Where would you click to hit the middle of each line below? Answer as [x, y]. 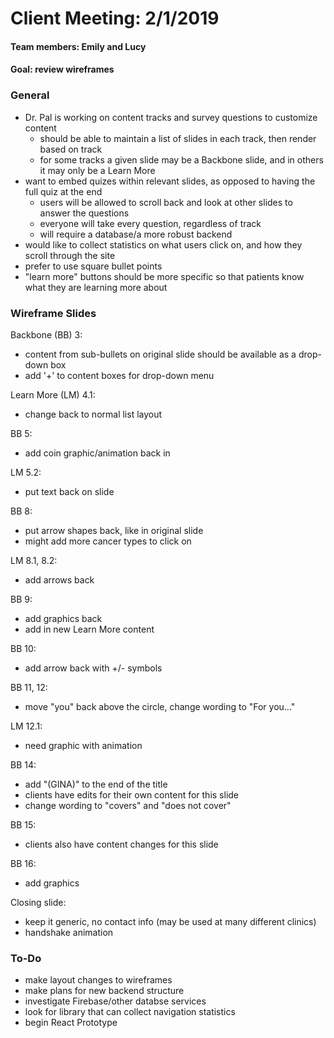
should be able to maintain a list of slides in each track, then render [178, 138]
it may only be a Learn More [97, 170]
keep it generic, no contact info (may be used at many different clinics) [170, 921]
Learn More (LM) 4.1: [53, 394]
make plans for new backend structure [104, 991]
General [30, 95]
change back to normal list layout [93, 414]
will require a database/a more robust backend [136, 234]
